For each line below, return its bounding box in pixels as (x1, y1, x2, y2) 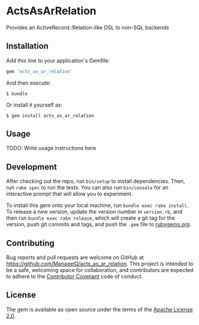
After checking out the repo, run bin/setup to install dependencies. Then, (6, 177, 185, 185)
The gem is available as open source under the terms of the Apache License (6, 305, 193, 313)
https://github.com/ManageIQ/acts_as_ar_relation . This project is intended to (6, 260, 194, 267)
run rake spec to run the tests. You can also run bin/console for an (6, 184, 169, 191)
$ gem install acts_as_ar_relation (6, 112, 94, 118)
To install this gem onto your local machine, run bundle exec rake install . (6, 202, 189, 209)
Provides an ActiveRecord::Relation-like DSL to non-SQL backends (6, 24, 169, 31)
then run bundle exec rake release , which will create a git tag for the (6, 214, 175, 221)
